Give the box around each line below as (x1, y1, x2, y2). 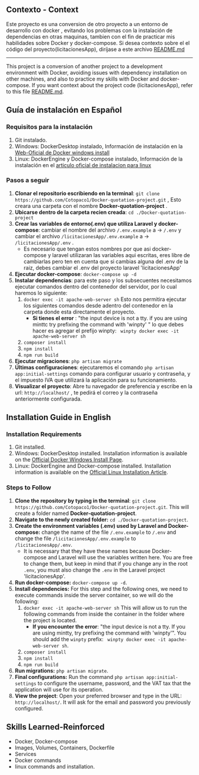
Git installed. (14, 444, 46, 451)
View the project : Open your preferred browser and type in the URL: (14, 692, 182, 699)
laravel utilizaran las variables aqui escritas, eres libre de (52, 251, 191, 258)
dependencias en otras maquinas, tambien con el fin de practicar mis (6, 33, 175, 40)
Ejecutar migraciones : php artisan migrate (14, 357, 123, 364)
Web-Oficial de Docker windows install (14, 149, 110, 156)
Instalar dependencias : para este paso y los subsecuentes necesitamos (14, 277, 192, 284)
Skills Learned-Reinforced (6, 722, 105, 732)
